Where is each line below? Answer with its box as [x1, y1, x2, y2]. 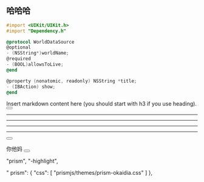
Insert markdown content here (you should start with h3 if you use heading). [6, 100, 197, 107]
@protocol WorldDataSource [6, 39, 75, 45]
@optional [6, 44, 32, 50]
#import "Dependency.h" [6, 28, 67, 34]
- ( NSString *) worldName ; [6, 50, 69, 56]
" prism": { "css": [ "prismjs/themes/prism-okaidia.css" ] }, [6, 169, 153, 177]
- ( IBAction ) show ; [6, 84, 56, 90]
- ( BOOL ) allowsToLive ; [6, 61, 64, 68]
